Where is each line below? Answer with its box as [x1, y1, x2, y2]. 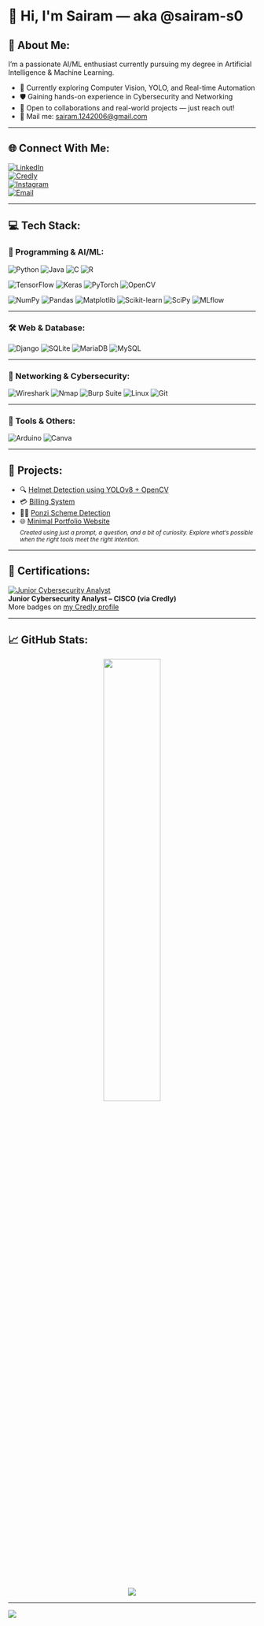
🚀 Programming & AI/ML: [8, 247, 104, 258]
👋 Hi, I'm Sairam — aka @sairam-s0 [8, 7, 244, 25]
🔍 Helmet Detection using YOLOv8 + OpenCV [19, 485, 169, 495]
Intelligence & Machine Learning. [8, 68, 115, 77]
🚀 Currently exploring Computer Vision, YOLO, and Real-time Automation [19, 83, 255, 92]
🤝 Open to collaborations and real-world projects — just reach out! [19, 103, 235, 113]
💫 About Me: [8, 39, 71, 52]
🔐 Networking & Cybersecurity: [8, 370, 130, 381]
